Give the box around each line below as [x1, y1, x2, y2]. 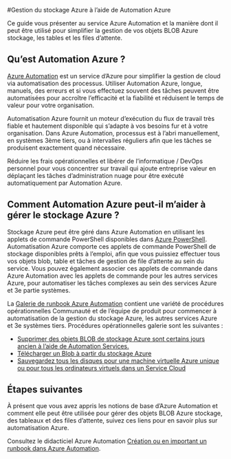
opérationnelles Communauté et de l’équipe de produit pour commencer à [7, 306, 217, 315]
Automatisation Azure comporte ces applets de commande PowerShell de [7, 242, 217, 250]
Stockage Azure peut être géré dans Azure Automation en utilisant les [7, 227, 205, 236]
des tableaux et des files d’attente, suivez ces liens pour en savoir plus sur [7, 416, 218, 425]
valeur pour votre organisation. [7, 101, 95, 109]
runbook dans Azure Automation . [7, 445, 101, 453]
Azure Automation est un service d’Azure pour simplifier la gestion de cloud [7, 71, 221, 80]
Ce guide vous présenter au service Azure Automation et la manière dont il [7, 19, 219, 27]
